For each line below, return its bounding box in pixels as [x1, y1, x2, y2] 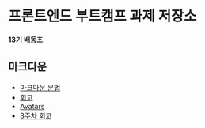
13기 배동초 [8, 35, 44, 44]
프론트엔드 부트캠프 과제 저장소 [8, 7, 197, 25]
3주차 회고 [19, 111, 52, 120]
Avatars [19, 101, 45, 111]
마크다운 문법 [19, 82, 61, 92]
